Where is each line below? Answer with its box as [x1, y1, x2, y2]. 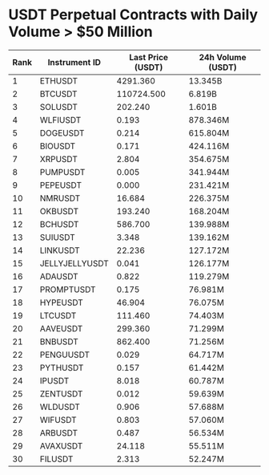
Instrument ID [47, 56, 102, 67]
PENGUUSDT [39, 349, 90, 360]
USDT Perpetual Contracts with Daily [8, 6, 259, 24]
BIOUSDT [39, 140, 76, 152]
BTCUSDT [39, 88, 78, 99]
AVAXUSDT [39, 440, 83, 451]
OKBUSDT [39, 205, 78, 217]
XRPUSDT [39, 153, 78, 164]
